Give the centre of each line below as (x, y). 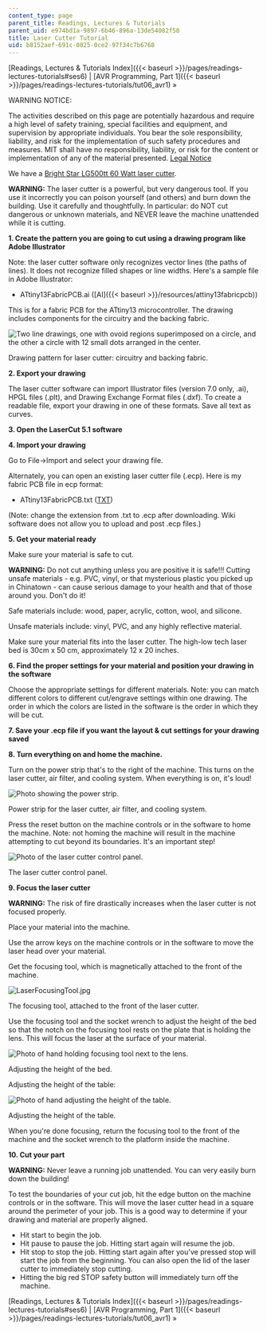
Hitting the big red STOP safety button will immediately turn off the (129, 1278)
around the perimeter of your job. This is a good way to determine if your (128, 1211)
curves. (21, 414)
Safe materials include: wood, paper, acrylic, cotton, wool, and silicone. (125, 611)
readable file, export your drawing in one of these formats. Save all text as (130, 406)
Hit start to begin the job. (61, 1235)
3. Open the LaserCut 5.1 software (65, 430)
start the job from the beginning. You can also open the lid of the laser (135, 1261)
